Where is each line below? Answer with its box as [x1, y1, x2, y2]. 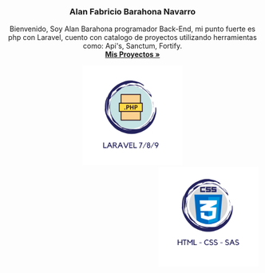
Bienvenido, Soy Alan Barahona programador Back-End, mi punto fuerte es [9, 24, 256, 34]
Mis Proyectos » [105, 49, 160, 59]
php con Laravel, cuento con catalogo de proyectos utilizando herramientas [7, 33, 258, 42]
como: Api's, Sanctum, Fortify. [82, 42, 183, 51]
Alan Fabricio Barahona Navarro [69, 6, 196, 17]
